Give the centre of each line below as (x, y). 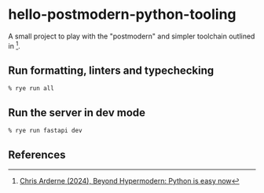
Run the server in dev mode (77, 113)
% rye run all (31, 89)
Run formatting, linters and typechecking (111, 70)
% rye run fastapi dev (45, 131)
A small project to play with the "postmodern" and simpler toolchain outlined (132, 36)
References (37, 155)
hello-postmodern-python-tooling (123, 15)
